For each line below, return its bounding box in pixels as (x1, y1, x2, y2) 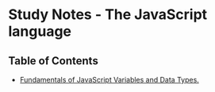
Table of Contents (8, 54, 99, 67)
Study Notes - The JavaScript (8, 6, 208, 24)
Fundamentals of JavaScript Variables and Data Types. (19, 75, 200, 84)
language (8, 22, 72, 40)
